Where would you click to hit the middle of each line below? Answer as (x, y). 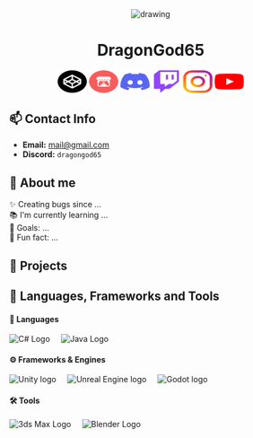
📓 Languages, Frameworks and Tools (114, 297)
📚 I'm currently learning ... (59, 215)
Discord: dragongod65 (61, 154)
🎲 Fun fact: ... (34, 238)
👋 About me (43, 183)
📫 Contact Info (52, 119)
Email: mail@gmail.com (66, 145)
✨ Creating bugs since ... (55, 205)
